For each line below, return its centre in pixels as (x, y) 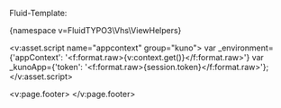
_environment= (245, 48)
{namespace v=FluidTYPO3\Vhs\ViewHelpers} (95, 30)
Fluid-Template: (38, 13)
